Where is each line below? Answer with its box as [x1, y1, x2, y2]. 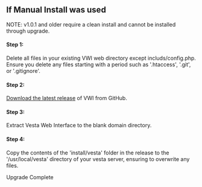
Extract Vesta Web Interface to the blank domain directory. [6, 122, 152, 129]
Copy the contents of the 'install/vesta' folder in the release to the [6, 149, 169, 156]
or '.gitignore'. [6, 68, 40, 75]
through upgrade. [6, 27, 50, 34]
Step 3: [6, 108, 25, 115]
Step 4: [6, 136, 25, 143]
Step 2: [6, 81, 25, 88]
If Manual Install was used [6, 5, 107, 15]
